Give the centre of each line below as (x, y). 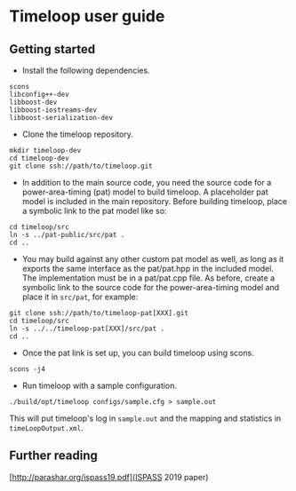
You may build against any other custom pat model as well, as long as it (153, 259)
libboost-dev (33, 102)
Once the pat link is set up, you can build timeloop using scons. (138, 353)
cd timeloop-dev (39, 158)
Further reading (53, 456)
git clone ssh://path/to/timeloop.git (81, 166)
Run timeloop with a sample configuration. (100, 385)
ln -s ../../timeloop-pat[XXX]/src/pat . (87, 329)
